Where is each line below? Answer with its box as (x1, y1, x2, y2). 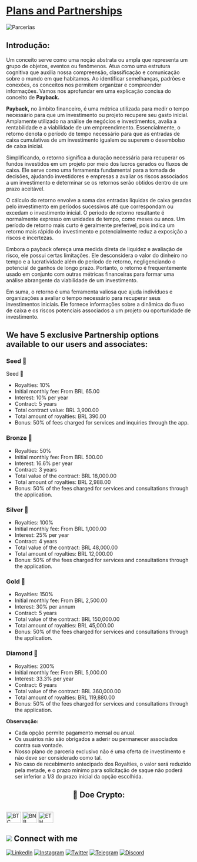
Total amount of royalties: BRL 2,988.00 (14, 478, 111, 486)
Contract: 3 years (14, 466, 57, 473)
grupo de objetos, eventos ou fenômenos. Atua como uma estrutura (6, 62, 171, 69)
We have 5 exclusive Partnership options (6, 330, 159, 340)
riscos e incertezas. (6, 234, 54, 241)
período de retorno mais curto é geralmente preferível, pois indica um (6, 222, 175, 229)
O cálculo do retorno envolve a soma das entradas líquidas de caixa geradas (6, 196, 192, 203)
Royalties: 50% (14, 447, 52, 454)
